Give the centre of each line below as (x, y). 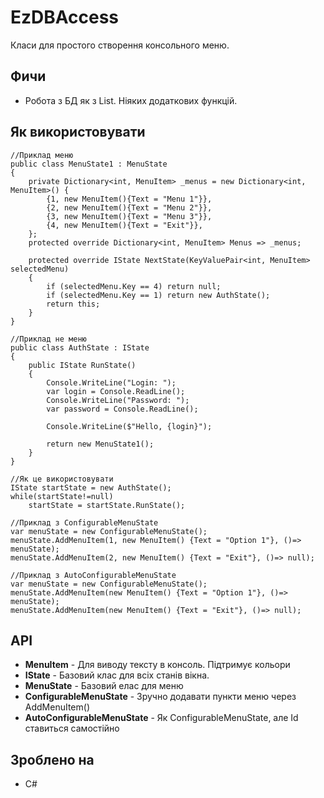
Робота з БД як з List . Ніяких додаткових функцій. (131, 100)
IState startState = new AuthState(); (91, 487)
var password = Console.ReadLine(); (122, 409)
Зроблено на (52, 759)
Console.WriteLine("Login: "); (111, 382)
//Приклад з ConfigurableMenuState (84, 522)
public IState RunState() (82, 365)
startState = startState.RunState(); (107, 505)
